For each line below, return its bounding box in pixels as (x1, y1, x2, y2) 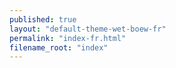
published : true (9, 14, 77, 25)
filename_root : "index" (9, 42, 109, 53)
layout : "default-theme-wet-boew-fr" (9, 24, 167, 34)
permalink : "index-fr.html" (9, 33, 127, 43)
